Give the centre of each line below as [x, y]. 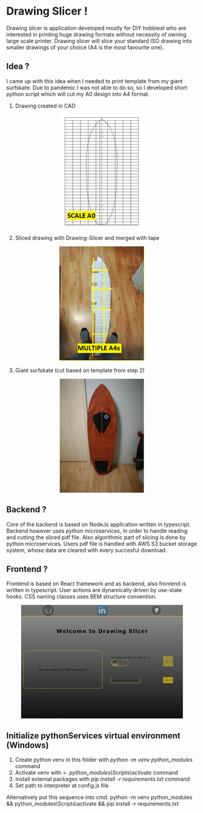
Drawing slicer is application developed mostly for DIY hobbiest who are [96, 28]
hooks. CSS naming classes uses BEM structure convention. [82, 597]
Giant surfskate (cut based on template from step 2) [80, 370]
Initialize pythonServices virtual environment [93, 736]
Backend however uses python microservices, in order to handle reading [97, 531]
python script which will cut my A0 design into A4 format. [78, 94]
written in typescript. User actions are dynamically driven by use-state [94, 590]
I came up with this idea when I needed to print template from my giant [95, 81]
